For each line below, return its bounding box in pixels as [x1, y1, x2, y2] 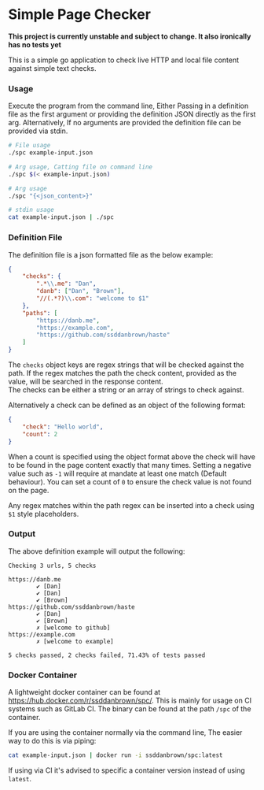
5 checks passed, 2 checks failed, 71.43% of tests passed [8, 651, 206, 659]
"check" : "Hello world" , [22, 423, 104, 431]
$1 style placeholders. [8, 509, 79, 518]
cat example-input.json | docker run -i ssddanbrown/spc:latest [8, 751, 223, 759]
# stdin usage [8, 206, 55, 214]
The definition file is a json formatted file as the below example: [8, 250, 214, 259]
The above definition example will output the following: [8, 546, 185, 556]
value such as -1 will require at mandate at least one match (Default [8, 469, 227, 478]
